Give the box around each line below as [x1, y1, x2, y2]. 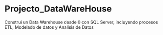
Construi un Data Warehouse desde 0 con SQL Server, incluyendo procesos [4, 19, 158, 25]
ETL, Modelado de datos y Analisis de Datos [4, 24, 94, 30]
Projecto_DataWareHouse [4, 3, 112, 14]
